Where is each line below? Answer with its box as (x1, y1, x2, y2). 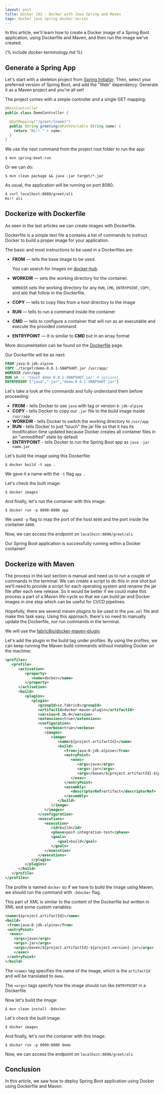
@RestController (5, 106, 38, 111)
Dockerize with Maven (5, 560, 75, 568)
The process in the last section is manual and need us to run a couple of (5, 573, 150, 579)
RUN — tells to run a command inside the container (12, 309, 116, 315)
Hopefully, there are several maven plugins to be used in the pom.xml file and (5, 609, 159, 614)
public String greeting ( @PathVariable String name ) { (9, 124, 121, 128)
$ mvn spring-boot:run (5, 156, 51, 161)
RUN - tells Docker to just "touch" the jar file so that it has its (12, 423, 134, 430)
